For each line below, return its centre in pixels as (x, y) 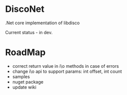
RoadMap (25, 52)
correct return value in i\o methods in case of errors (65, 66)
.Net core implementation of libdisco (42, 23)
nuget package (28, 82)
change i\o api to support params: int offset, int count (67, 71)
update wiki (24, 87)
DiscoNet (25, 9)
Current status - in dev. (29, 32)
